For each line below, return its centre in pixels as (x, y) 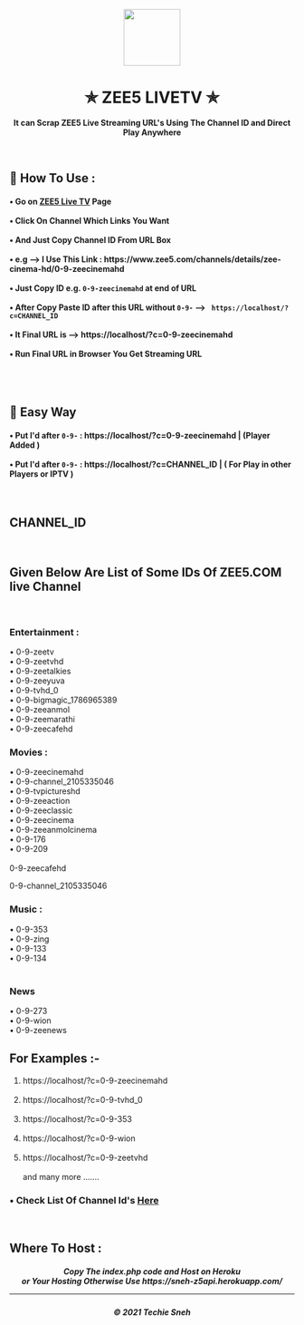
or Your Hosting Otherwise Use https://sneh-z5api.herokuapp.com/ (152, 1281)
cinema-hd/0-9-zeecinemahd (67, 268)
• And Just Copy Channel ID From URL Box (90, 239)
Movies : (28, 752)
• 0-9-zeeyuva (37, 681)
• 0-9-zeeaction (40, 801)
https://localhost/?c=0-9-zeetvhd (85, 1157)
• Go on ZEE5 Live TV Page (61, 201)
